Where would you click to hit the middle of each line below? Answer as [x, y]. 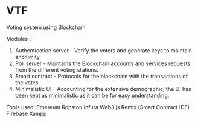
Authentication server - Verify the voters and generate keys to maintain [103, 50]
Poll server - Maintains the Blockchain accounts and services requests [103, 63]
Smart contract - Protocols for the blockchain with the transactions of [101, 76]
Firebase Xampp [27, 113]
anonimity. [28, 57]
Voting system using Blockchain [46, 27]
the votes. [27, 83]
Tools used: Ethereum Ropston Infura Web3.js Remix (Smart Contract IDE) [98, 107]
